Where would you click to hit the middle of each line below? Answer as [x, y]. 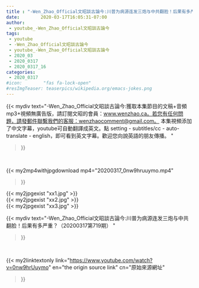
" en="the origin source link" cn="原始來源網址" [107, 267]
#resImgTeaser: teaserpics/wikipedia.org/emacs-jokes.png [79, 89]
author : [16, 22]
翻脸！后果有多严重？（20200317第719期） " [61, 225]
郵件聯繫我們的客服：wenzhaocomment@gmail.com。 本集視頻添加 [109, 121]
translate [17, 135]
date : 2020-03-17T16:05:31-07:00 [57, 17]
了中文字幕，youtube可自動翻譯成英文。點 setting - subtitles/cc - [86, 128]
